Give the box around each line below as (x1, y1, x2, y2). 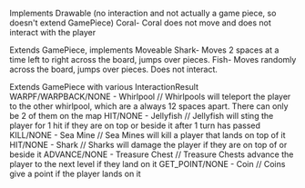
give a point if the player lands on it (9, 168, 141, 179)
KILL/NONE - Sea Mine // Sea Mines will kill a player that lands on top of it (9, 130, 286, 140)
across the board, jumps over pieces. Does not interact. (9, 64, 219, 74)
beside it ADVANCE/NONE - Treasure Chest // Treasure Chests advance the (9, 149, 294, 160)
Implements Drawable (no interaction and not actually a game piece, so (9, 8, 277, 18)
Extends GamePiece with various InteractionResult (9, 82, 198, 92)
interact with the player (9, 27, 97, 37)
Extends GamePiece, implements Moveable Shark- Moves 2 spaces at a (9, 45, 280, 55)
